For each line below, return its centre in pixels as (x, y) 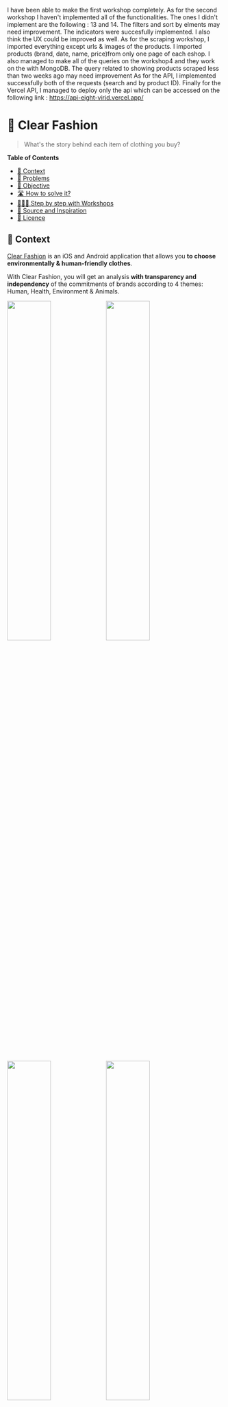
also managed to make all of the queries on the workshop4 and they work (111, 61)
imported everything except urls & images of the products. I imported (105, 46)
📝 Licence (31, 218)
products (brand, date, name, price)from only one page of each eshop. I (109, 54)
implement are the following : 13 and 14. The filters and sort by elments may (114, 24)
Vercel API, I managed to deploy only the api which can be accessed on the (114, 90)
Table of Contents (33, 157)
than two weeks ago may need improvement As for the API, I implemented (112, 76)
